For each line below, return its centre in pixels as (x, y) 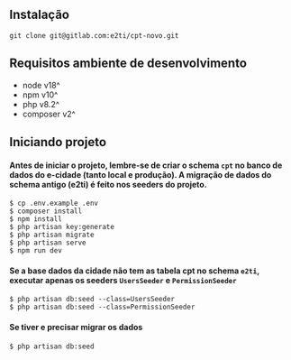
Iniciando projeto (58, 142)
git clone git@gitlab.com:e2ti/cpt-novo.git (94, 35)
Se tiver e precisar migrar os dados (76, 328)
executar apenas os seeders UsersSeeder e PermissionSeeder (123, 280)
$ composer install (46, 211)
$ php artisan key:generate (62, 227)
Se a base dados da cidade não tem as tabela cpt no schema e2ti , (134, 271)
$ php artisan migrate (52, 235)
